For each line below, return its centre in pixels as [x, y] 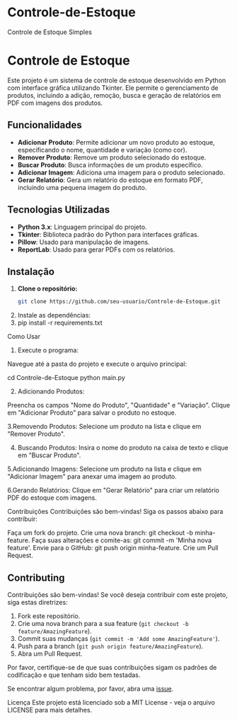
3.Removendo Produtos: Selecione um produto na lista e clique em [104, 427]
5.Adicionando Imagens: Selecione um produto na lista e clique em [104, 469]
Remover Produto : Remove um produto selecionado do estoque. [112, 157]
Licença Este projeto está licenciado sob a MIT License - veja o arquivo [111, 702]
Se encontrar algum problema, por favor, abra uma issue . [91, 689]
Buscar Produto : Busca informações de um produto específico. [110, 164]
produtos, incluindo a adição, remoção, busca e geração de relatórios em [114, 95]
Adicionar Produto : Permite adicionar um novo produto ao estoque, [116, 142]
